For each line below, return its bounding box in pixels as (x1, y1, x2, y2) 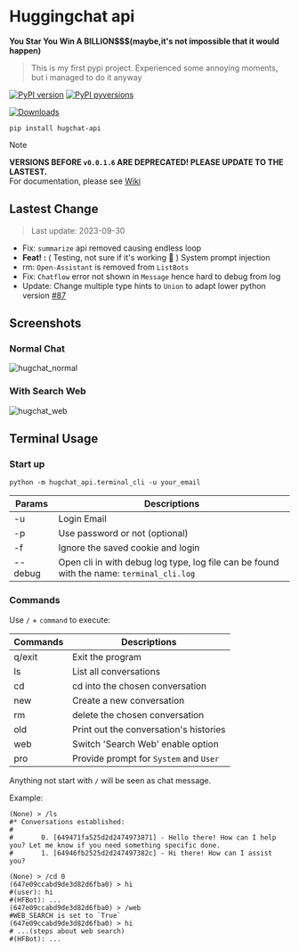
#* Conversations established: (9, 817, 125, 826)
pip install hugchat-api (9, 123, 101, 133)
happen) (9, 45, 42, 55)
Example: (9, 792, 44, 803)
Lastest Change (9, 202, 99, 217)
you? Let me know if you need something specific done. (9, 840, 221, 849)
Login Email (58, 513, 107, 525)
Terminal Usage (9, 431, 99, 447)
